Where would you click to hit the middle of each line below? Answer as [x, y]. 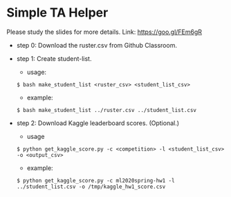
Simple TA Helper [57, 13]
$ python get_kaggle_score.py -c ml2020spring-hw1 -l [95, 180]
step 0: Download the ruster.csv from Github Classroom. [97, 45]
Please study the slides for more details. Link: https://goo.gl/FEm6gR [104, 32]
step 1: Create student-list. [54, 58]
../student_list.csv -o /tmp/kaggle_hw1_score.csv [91, 187]
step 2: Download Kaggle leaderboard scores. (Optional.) [98, 123]
